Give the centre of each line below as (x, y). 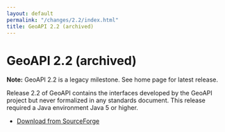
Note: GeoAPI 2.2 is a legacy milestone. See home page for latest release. (112, 79)
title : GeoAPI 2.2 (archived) (50, 26)
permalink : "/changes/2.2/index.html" (62, 20)
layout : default (30, 13)
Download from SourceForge (58, 121)
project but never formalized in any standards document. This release (106, 100)
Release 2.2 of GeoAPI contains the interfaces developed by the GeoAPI (109, 93)
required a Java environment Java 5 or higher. (72, 108)
